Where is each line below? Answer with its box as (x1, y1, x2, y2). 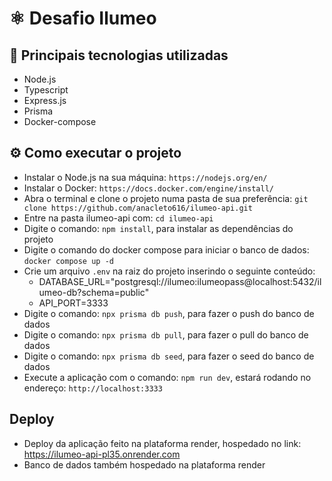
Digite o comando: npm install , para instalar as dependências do (23, 222, 294, 234)
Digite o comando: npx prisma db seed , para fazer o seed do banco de (23, 350, 315, 362)
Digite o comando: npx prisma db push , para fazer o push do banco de (23, 307, 315, 319)
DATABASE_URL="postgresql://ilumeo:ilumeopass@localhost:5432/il (38, 275, 322, 287)
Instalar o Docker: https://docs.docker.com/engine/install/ (23, 182, 274, 194)
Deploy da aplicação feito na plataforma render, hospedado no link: (23, 437, 302, 449)
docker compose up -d (23, 256, 114, 266)
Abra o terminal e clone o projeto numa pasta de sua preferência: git (23, 192, 309, 204)
